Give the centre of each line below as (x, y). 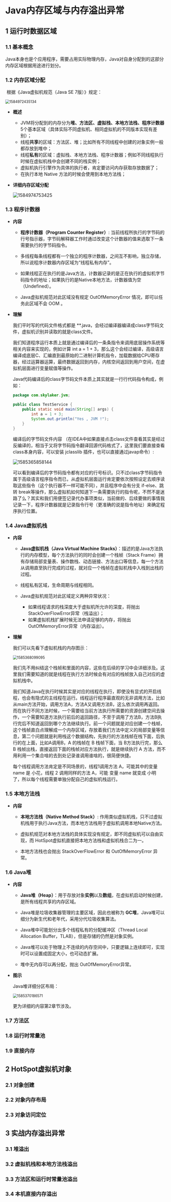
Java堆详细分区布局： (36, 986)
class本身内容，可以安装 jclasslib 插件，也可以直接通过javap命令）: (83, 452)
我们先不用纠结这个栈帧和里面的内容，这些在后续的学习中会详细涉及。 (87, 667)
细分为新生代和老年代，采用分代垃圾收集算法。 (69, 919)
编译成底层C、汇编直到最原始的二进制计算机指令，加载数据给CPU (82, 355)
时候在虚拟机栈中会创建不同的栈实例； (60, 161)
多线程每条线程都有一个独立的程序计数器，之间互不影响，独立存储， (92, 256)
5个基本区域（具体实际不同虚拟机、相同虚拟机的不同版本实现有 (87, 129)
